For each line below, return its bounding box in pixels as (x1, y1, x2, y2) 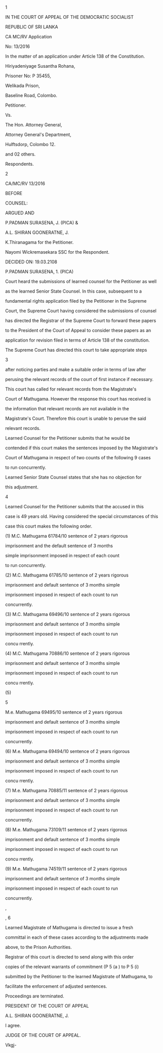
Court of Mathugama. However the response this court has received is (5, 396, 151, 402)
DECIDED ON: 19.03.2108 (5, 259, 57, 265)
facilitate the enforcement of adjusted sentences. (5, 983, 107, 989)
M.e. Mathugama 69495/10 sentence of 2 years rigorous (5, 709, 122, 715)
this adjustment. (5, 484, 39, 490)
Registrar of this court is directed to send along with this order (5, 954, 134, 960)
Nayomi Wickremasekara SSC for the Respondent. (5, 249, 110, 255)
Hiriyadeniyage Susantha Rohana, (5, 63, 75, 69)
